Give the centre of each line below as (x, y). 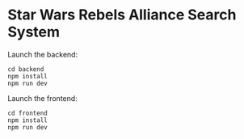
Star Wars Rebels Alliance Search (122, 15)
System (34, 32)
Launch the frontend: (42, 98)
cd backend (26, 69)
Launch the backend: (43, 54)
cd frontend (27, 113)
